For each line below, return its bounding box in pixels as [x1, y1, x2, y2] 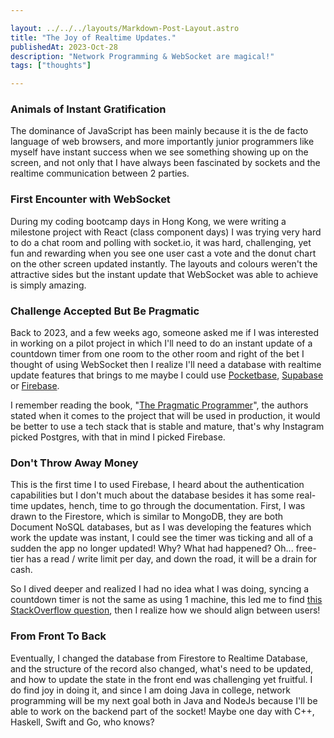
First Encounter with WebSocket [10, 192, 171, 206]
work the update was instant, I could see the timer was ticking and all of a [10, 532, 314, 544]
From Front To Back [10, 629, 107, 643]
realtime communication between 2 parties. [10, 167, 190, 180]
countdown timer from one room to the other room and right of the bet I [10, 348, 305, 360]
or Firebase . [10, 380, 60, 392]
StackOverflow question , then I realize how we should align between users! [10, 604, 321, 616]
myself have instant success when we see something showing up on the [10, 146, 309, 158]
